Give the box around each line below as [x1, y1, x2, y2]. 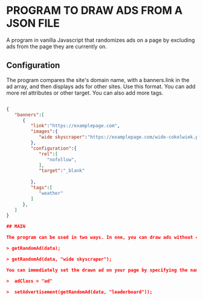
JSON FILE [6, 16, 60, 30]
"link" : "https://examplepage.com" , [30, 123, 120, 129]
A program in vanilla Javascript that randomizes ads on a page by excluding [6, 36, 195, 43]
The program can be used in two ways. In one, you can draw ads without [6, 235, 193, 241]
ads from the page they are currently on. [6, 43, 108, 50]
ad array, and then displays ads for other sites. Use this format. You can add [6, 83, 196, 90]
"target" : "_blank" [38, 168, 85, 174]
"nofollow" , [47, 156, 77, 163]
